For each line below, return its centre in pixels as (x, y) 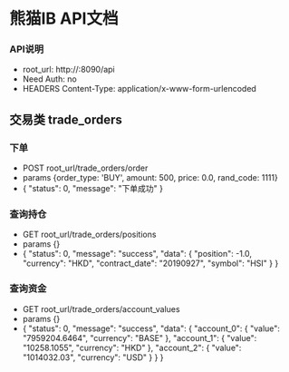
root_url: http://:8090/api (68, 70)
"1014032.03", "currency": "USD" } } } (93, 357)
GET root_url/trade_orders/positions (89, 235)
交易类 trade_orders (66, 119)
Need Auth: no (49, 79)
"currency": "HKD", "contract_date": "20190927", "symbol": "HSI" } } (150, 263)
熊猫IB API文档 (64, 19)
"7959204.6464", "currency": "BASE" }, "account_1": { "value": (140, 338)
